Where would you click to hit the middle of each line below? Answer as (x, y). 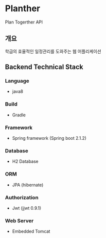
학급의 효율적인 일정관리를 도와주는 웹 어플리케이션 (53, 51)
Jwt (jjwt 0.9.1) (26, 208)
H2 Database (25, 161)
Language (17, 81)
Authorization (22, 197)
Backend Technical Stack (44, 67)
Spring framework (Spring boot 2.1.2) (49, 138)
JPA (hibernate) (28, 185)
